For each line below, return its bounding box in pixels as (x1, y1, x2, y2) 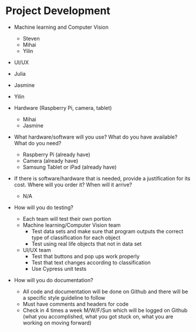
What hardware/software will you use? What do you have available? (13, 133, 178, 140)
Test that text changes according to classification (31, 259, 151, 266)
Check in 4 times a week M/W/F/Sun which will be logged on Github (22, 307, 188, 314)
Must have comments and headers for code (22, 300, 129, 307)
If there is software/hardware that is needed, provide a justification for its (13, 175, 191, 182)
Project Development (5, 4, 111, 18)
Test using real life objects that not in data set (31, 240, 142, 247)
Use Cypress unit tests (31, 265, 87, 272)
